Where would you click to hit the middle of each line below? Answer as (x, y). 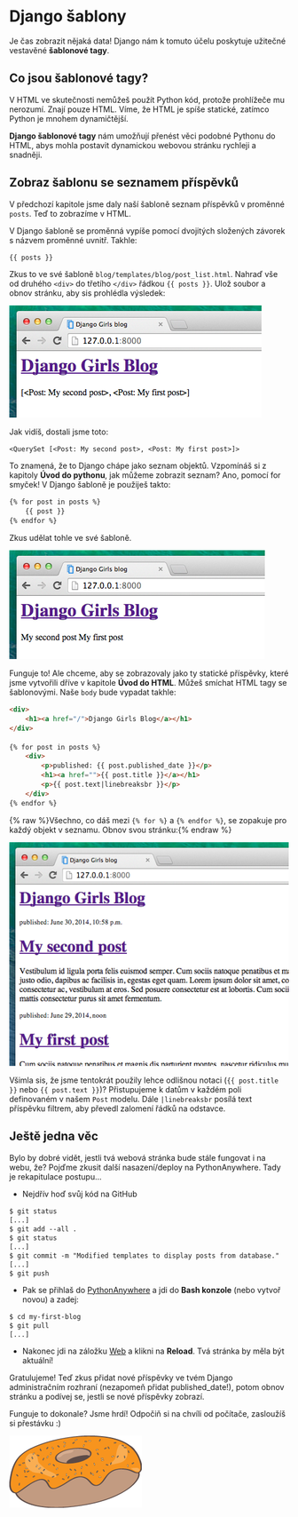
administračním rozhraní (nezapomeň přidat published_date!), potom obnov (147, 1386)
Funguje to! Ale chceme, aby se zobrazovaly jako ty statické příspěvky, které (149, 673)
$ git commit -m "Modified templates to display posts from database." (144, 1255)
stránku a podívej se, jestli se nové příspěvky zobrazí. (107, 1396)
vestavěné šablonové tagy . (59, 50)
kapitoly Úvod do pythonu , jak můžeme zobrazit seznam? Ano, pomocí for (145, 475)
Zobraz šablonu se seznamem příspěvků (124, 183)
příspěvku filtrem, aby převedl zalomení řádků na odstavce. (118, 1108)
